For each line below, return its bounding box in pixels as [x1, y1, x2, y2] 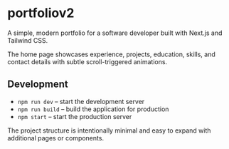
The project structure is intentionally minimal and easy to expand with [7, 126, 211, 135]
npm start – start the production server [17, 112, 132, 120]
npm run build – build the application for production [17, 105, 169, 113]
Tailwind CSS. [7, 36, 48, 44]
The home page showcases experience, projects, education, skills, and [7, 50, 215, 58]
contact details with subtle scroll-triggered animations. [7, 57, 168, 66]
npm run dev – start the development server [17, 97, 145, 106]
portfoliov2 [7, 5, 75, 21]
